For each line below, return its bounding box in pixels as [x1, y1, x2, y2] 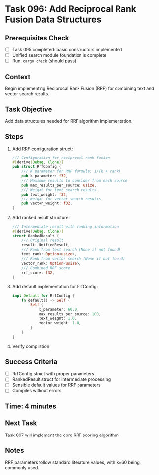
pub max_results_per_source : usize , [21, 183, 97, 188]
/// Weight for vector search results [21, 197, 101, 201]
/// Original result [21, 238, 64, 243]
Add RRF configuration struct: [12, 146, 73, 152]
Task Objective [5, 105, 52, 114]
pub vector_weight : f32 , [21, 201, 73, 206]
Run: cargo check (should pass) [12, 58, 77, 64]
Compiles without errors [12, 388, 62, 394]
